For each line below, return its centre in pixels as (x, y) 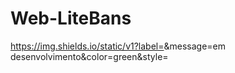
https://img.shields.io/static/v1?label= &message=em (118, 46)
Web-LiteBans (71, 18)
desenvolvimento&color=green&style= (89, 56)
